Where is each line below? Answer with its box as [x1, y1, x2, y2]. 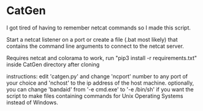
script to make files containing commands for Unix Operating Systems [6, 92, 183, 99]
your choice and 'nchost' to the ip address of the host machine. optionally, [6, 79, 194, 86]
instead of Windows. [6, 99, 58, 106]
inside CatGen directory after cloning [6, 61, 100, 68]
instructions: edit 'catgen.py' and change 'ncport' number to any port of [6, 72, 188, 80]
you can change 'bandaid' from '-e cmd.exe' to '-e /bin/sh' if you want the [6, 85, 194, 93]
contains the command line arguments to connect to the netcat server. [6, 42, 184, 50]
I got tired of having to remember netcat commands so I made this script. [6, 24, 191, 31]
